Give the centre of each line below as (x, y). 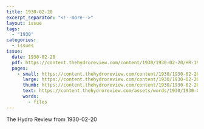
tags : (13, 29)
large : (31, 79)
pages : (20, 68)
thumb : (31, 85)
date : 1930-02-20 (34, 57)
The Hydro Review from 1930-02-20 (52, 119)
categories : (21, 40)
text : (29, 91)
